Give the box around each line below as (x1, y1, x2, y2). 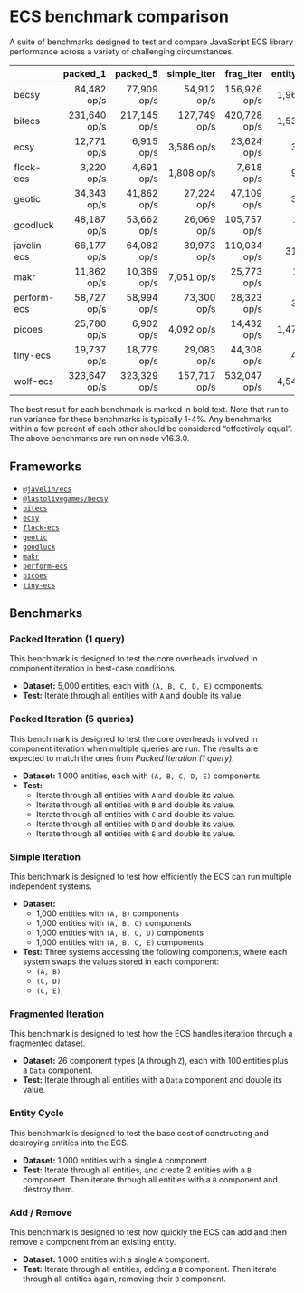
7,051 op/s (167, 270, 216, 283)
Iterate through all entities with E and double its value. (35, 827, 236, 839)
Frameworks (9, 459, 82, 475)
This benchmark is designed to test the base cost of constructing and (9, 1127, 270, 1138)
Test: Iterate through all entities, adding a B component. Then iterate (22, 1263, 278, 1274)
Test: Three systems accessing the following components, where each (22, 947, 288, 958)
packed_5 (114, 67, 158, 80)
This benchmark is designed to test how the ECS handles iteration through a (9, 1028, 293, 1039)
